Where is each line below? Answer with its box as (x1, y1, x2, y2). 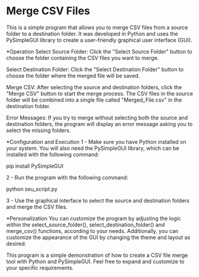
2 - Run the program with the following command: (6, 174, 129, 181)
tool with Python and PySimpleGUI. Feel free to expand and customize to (6, 257, 185, 265)
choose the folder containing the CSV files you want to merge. (6, 54, 159, 61)
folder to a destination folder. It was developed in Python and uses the (6, 30, 178, 37)
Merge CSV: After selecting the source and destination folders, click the (6, 83, 182, 90)
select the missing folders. (6, 127, 71, 134)
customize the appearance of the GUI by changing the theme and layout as (6, 234, 191, 241)
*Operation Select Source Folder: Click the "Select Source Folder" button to (6, 48, 192, 55)
